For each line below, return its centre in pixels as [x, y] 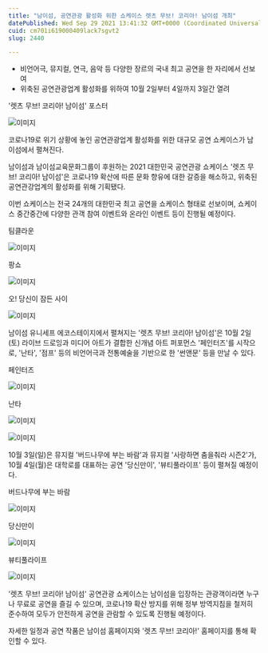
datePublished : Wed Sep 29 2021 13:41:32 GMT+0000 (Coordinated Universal [135, 23]
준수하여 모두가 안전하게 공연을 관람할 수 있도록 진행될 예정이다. [107, 614]
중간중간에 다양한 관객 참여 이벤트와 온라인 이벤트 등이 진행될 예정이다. [126, 214]
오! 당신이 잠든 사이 [38, 299]
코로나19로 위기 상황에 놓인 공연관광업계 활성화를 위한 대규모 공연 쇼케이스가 [127, 140]
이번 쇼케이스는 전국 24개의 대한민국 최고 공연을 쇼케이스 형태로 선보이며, [122, 204]
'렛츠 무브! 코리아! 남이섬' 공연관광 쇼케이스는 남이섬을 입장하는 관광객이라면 [126, 594]
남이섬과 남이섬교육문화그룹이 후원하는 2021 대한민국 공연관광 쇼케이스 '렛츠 [127, 167]
